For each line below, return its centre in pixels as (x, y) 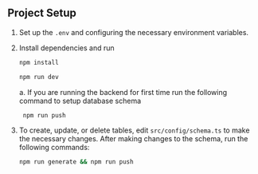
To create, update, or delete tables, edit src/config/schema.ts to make (134, 130)
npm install (39, 62)
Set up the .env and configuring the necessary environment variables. (133, 32)
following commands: (54, 148)
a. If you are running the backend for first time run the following (123, 92)
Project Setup (42, 13)
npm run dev (39, 77)
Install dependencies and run (66, 48)
